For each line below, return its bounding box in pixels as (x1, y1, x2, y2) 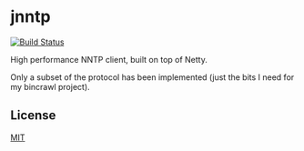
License (10, 107, 56, 124)
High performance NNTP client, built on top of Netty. (10, 54, 208, 65)
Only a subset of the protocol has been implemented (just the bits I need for (10, 71, 295, 83)
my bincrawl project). (10, 81, 90, 92)
